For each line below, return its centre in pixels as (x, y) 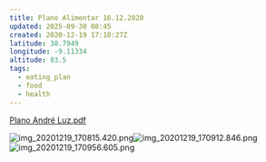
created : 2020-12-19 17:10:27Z (69, 35)
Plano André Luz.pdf (48, 120)
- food (30, 86)
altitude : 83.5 (38, 60)
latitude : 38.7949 (44, 43)
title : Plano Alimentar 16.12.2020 (77, 18)
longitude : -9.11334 (49, 52)
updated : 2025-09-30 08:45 (60, 26)
